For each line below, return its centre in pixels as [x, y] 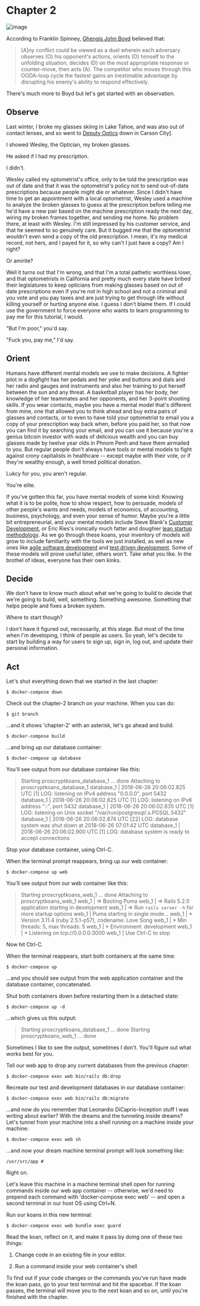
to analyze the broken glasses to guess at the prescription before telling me [99, 204]
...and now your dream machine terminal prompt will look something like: [95, 1151]
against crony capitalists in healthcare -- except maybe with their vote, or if [98, 455]
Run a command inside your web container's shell [76, 1267]
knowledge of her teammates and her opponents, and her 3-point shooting [98, 398]
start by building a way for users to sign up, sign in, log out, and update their [100, 642]
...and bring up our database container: [54, 747]
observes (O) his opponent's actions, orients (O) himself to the [97, 56]
